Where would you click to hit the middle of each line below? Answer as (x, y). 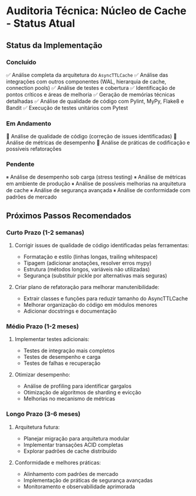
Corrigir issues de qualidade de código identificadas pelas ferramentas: (102, 245)
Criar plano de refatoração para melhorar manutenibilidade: (87, 287)
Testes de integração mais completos (69, 351)
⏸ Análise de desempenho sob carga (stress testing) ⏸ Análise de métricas (96, 177)
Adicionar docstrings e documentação (70, 311)
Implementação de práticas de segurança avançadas (88, 480)
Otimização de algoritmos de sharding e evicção (82, 393)
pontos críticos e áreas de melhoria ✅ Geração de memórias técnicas (91, 94)
